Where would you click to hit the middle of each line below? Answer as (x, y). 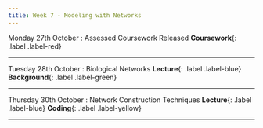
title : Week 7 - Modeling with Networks (75, 15)
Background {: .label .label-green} (63, 77)
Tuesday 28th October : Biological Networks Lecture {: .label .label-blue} (125, 68)
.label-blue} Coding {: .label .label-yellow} (75, 108)
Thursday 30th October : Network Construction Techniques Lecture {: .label (130, 100)
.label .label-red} (35, 46)
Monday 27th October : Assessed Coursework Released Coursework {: (122, 38)
